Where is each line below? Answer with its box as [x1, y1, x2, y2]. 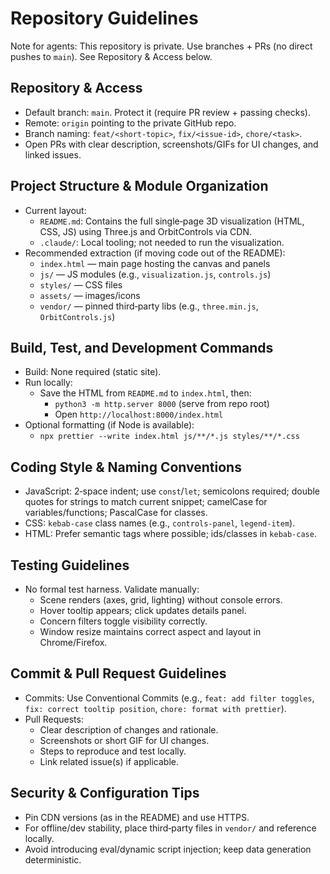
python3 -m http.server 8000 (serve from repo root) [54, 398, 270, 410]
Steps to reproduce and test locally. [39, 745, 187, 757]
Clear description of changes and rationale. [39, 723, 219, 736]
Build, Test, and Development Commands [10, 339, 274, 356]
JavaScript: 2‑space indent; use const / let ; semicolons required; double [24, 485, 321, 497]
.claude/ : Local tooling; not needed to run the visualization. [39, 236, 285, 248]
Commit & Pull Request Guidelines [10, 665, 227, 682]
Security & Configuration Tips [10, 785, 200, 802]
